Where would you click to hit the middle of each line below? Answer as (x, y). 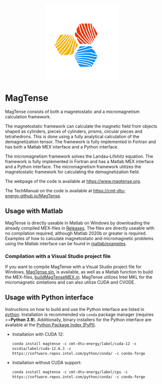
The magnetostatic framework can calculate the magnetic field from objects (81, 126)
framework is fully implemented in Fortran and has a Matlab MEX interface (80, 161)
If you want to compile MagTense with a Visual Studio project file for (73, 267)
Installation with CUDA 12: (38, 334)
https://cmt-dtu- (109, 190)
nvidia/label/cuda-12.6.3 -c (42, 348)
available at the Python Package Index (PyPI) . (51, 325)
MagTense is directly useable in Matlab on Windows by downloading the (77, 223)
